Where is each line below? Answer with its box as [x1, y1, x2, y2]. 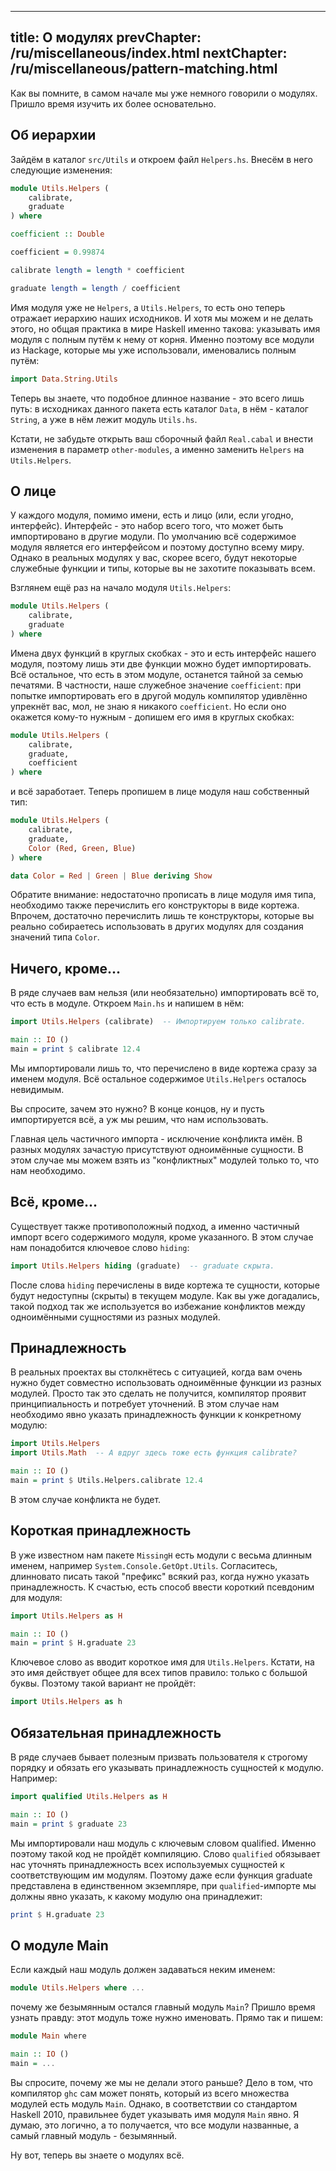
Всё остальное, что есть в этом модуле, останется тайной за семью [10, 668, 304, 680]
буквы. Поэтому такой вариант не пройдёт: [10, 1677, 197, 1690]
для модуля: [10, 1591, 63, 1603]
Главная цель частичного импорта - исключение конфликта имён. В [10, 1132, 303, 1145]
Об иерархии [10, 127, 97, 144]
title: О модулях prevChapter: [10, 29, 202, 46]
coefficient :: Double [10, 229, 105, 240]
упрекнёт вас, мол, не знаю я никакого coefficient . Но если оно [10, 700, 287, 712]
